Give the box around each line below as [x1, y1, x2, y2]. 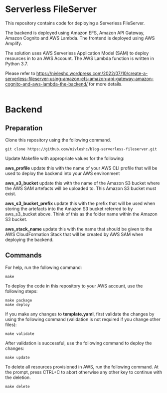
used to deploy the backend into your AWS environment [5, 170, 120, 176]
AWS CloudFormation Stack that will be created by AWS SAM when [5, 231, 144, 237]
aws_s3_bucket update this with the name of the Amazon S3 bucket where [5, 180, 160, 186]
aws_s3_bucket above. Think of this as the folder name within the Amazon [5, 211, 158, 217]
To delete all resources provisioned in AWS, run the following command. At [5, 363, 159, 369]
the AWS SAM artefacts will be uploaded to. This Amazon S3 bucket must [5, 185, 157, 191]
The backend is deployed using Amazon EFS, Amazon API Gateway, [5, 29, 145, 35]
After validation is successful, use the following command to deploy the [5, 340, 152, 346]
